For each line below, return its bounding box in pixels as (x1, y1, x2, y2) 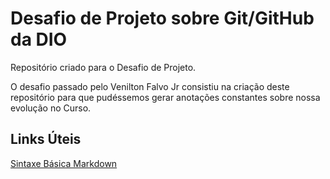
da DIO (10, 28, 68, 51)
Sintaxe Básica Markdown (10, 157, 118, 169)
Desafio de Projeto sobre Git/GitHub (10, 7, 315, 30)
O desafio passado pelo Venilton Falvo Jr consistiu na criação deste (10, 80, 290, 92)
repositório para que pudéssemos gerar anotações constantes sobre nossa (10, 91, 321, 103)
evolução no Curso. (10, 102, 92, 114)
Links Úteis (10, 131, 82, 148)
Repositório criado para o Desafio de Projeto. (10, 61, 197, 73)
